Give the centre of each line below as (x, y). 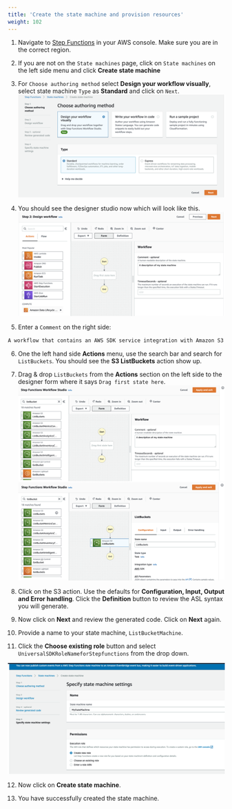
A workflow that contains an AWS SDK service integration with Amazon (111, 341)
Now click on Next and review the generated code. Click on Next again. (120, 619)
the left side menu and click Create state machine (89, 70)
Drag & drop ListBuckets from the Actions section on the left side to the (120, 374)
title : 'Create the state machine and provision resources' (96, 14)
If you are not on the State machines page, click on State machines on (116, 63)
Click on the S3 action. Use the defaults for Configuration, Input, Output (121, 591)
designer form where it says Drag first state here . (92, 381)
